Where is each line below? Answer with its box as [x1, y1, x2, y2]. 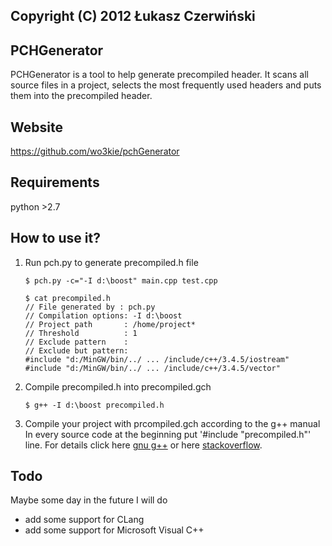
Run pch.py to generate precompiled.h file [24, 256, 199, 268]
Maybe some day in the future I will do [10, 494, 168, 506]
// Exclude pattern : [24, 337, 129, 347]
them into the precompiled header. [10, 90, 153, 102]
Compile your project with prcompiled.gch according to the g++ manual [24, 417, 321, 429]
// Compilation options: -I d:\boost [24, 310, 183, 321]
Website [10, 119, 63, 136]
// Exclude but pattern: [24, 345, 129, 356]
